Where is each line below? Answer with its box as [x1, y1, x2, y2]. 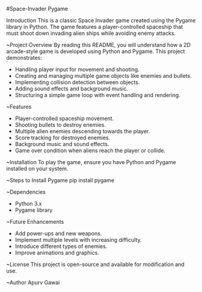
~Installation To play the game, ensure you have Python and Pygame [6, 159, 176, 165]
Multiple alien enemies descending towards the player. [14, 128, 150, 135]
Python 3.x [14, 200, 42, 207]
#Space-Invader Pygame [6, 5, 68, 12]
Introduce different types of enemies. [14, 243, 108, 250]
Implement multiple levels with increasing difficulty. [14, 236, 142, 243]
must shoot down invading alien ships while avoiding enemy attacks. [6, 30, 176, 37]
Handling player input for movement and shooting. [14, 66, 139, 73]
